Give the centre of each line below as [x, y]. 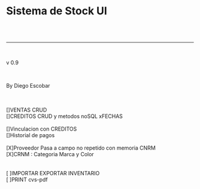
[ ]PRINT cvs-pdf [27, 179]
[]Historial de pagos [30, 135]
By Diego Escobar [28, 85]
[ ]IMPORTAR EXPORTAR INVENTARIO [53, 173]
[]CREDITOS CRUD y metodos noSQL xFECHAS [65, 116]
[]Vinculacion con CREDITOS [42, 129]
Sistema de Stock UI [57, 11]
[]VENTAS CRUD [27, 110]
